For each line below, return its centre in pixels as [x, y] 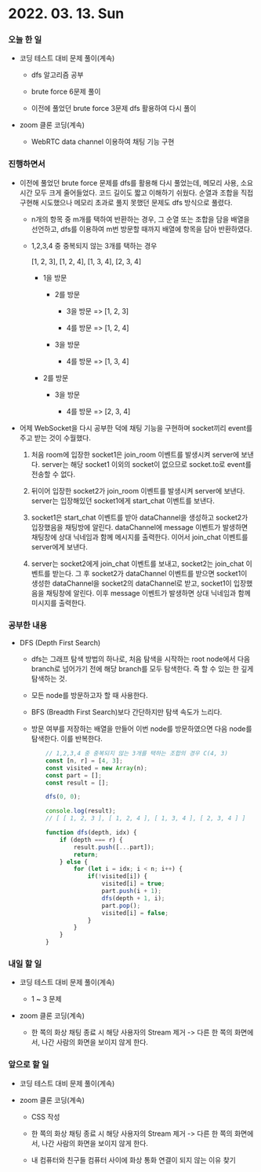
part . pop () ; [121, 906]
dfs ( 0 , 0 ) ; [63, 797]
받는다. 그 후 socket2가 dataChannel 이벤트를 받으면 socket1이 [150, 573]
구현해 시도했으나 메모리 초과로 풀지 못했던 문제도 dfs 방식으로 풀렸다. [126, 202]
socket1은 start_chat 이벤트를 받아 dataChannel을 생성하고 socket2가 [140, 517]
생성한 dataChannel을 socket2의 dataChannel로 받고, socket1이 [132, 583]
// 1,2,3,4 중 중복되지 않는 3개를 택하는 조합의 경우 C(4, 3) [137, 754]
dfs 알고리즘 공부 [57, 75]
